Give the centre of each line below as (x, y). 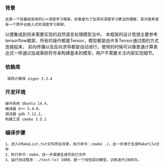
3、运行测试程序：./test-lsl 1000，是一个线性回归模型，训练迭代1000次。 (73, 160)
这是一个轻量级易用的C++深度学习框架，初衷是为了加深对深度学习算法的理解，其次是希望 (82, 19)
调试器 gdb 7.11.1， (25, 114)
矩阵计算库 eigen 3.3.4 (30, 79)
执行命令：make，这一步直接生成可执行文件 (49, 155)
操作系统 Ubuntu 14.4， (28, 103)
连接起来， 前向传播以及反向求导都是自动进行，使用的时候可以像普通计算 (79, 47)
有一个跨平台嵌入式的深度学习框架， (37, 25)
